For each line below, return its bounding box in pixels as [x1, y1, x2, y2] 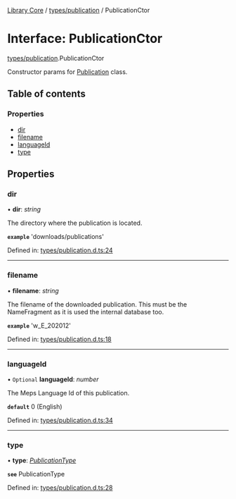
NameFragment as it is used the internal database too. [7, 307, 164, 316]
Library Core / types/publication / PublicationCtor [7, 6, 150, 14]
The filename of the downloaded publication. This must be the [7, 300, 188, 309]
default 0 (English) [7, 402, 63, 411]
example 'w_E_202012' [7, 321, 72, 330]
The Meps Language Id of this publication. [7, 388, 130, 397]
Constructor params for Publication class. [7, 67, 128, 76]
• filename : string [7, 286, 60, 295]
